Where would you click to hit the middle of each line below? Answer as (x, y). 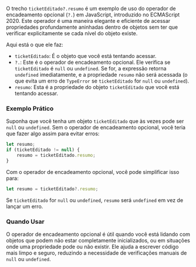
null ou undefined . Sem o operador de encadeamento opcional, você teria (96, 128)
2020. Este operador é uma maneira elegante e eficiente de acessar (88, 21)
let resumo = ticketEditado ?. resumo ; (52, 189)
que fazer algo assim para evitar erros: (53, 133)
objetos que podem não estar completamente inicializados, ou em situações (98, 240)
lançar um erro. (25, 206)
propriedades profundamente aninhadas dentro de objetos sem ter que (92, 27)
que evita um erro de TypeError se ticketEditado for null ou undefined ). (102, 81)
